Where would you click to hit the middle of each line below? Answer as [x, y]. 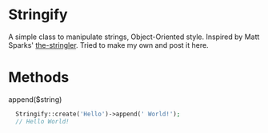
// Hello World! [42, 121]
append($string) [35, 99]
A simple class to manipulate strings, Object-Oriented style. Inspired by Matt [134, 37]
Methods [39, 78]
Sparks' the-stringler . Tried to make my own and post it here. [109, 45]
